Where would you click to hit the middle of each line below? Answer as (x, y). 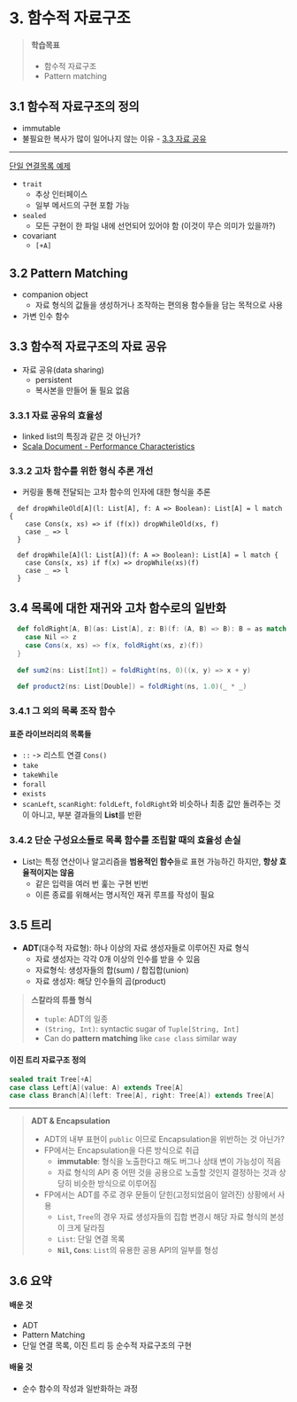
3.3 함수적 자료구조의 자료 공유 (88, 347)
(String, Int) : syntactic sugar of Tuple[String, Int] (142, 1029)
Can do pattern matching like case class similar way (140, 1038)
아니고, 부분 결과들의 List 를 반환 (87, 815)
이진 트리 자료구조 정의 (48, 1060)
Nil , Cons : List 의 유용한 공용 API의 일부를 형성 (138, 1250)
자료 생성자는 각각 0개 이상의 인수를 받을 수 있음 (118, 959)
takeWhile (40, 775)
